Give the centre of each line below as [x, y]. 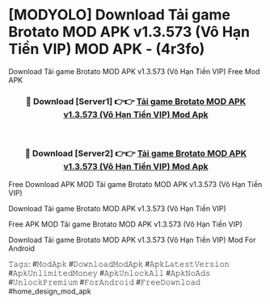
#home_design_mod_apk [50, 291]
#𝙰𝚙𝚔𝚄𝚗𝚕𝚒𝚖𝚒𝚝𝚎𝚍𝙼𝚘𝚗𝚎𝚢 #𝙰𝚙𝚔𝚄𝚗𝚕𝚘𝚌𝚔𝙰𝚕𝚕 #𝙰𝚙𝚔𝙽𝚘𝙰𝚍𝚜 [110, 273]
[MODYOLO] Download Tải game [119, 15]
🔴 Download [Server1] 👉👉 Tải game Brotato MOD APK [136, 101]
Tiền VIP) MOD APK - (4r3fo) [107, 49]
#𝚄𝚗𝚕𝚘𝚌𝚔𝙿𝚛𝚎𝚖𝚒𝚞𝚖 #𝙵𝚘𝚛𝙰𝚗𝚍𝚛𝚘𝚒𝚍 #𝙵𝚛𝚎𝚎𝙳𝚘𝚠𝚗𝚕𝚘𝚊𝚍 [104, 282]
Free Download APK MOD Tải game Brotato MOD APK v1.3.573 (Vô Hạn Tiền [135, 184]
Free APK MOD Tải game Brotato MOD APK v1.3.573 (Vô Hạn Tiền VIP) [125, 224]
